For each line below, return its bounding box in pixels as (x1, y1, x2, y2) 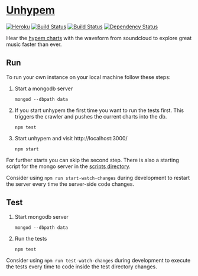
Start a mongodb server (14, 85, 73, 92)
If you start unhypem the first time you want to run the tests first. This (14, 107, 184, 114)
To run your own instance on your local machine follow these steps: (6, 73, 171, 80)
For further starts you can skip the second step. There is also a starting (6, 156, 179, 163)
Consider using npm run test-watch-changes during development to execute (6, 257, 191, 264)
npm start (14, 146, 40, 152)
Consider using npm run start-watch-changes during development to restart (6, 174, 190, 181)
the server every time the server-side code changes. (6, 180, 135, 188)
